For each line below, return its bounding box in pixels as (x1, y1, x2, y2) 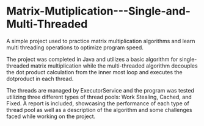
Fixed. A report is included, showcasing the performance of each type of (6, 99, 189, 107)
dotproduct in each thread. (6, 75, 74, 82)
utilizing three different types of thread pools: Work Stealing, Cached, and (6, 93, 192, 100)
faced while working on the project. (6, 113, 96, 120)
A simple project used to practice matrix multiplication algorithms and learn (6, 37, 195, 44)
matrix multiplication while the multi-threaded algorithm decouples (30, 62, 198, 69)
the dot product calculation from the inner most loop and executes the (6, 68, 183, 75)
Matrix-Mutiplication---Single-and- (6, 4, 191, 18)
